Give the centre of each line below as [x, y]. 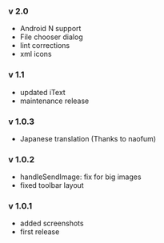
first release [40, 232]
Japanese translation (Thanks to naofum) [88, 138]
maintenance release [54, 101]
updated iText [42, 92]
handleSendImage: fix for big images [80, 177]
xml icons [36, 54]
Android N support [50, 29]
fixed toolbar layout [52, 185]
